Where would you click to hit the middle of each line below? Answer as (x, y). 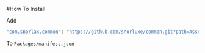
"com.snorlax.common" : (35, 32)
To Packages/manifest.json (40, 43)
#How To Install (26, 9)
